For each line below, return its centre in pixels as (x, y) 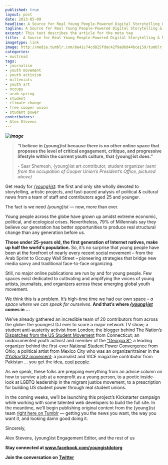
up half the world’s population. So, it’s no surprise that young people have (82, 247)
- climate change (23, 103)
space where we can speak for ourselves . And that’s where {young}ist (79, 304)
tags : (11, 61)
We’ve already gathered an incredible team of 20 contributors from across (82, 319)
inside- (147, 377)
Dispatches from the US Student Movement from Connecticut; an (72, 335)
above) (25, 176)
